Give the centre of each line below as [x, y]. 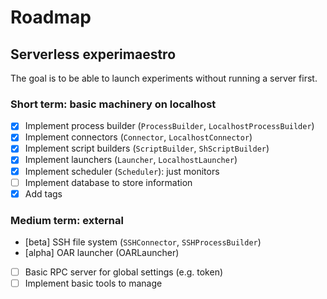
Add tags [43, 193]
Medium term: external [67, 220]
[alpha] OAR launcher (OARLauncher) [102, 253]
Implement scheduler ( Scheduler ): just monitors [122, 171]
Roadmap [51, 17]
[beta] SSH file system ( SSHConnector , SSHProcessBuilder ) [143, 242]
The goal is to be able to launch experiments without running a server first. [164, 78]
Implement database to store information [108, 182]
